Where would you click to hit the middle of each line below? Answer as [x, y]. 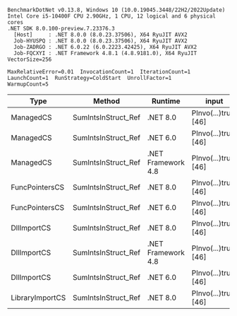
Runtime [166, 101]
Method [106, 101]
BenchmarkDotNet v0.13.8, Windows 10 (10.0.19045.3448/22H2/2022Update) [116, 10]
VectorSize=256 [30, 59]
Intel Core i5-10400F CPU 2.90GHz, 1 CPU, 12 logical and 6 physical [112, 16]
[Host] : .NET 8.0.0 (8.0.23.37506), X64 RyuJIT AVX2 [101, 35]
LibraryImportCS [38, 298]
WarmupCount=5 [28, 84]
